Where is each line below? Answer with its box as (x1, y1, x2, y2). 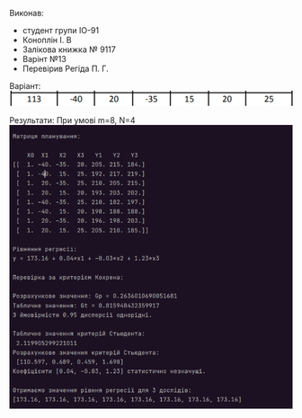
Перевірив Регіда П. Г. (22, 63, 110, 74)
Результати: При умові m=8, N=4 (9, 115, 137, 126)
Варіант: (9, 81, 41, 91)
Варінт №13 (22, 54, 67, 64)
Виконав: (9, 8, 45, 18)
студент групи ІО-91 (22, 25, 100, 35)
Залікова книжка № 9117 (22, 44, 117, 55)
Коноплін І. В (22, 35, 72, 45)
